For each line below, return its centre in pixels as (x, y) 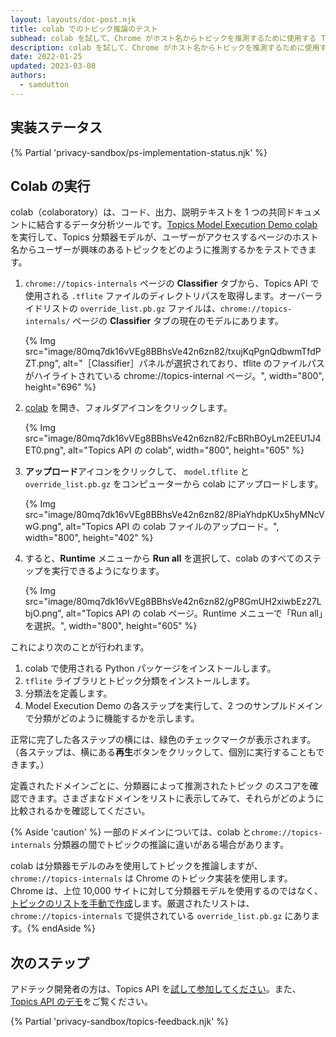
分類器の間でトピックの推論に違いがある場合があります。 (171, 845)
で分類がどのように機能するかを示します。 (112, 718)
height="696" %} (60, 387)
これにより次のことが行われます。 (80, 647)
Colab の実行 (50, 186)
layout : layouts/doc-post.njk (73, 19)
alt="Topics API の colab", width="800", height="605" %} (186, 450)
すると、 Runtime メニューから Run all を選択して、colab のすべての (164, 558)
